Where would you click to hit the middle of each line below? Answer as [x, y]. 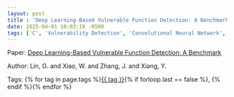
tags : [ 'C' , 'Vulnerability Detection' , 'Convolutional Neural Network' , [117, 33]
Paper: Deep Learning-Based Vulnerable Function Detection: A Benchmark [114, 53]
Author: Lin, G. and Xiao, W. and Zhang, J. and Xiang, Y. [87, 66]
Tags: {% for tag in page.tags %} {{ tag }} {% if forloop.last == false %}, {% [114, 80]
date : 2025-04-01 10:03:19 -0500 [56, 26]
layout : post [26, 14]
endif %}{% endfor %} [39, 87]
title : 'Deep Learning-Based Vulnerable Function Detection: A [102, 20]
